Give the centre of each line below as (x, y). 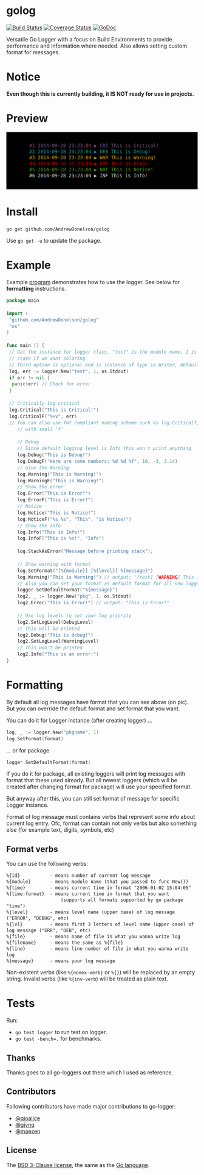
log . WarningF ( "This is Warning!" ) (61, 480)
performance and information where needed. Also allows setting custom (97, 46)
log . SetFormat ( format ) (35, 738)
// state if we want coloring (47, 358)
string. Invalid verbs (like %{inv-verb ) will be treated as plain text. (87, 979)
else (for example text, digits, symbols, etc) (60, 830)
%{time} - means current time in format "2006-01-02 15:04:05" (99, 888)
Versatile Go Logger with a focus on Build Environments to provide (89, 39)
